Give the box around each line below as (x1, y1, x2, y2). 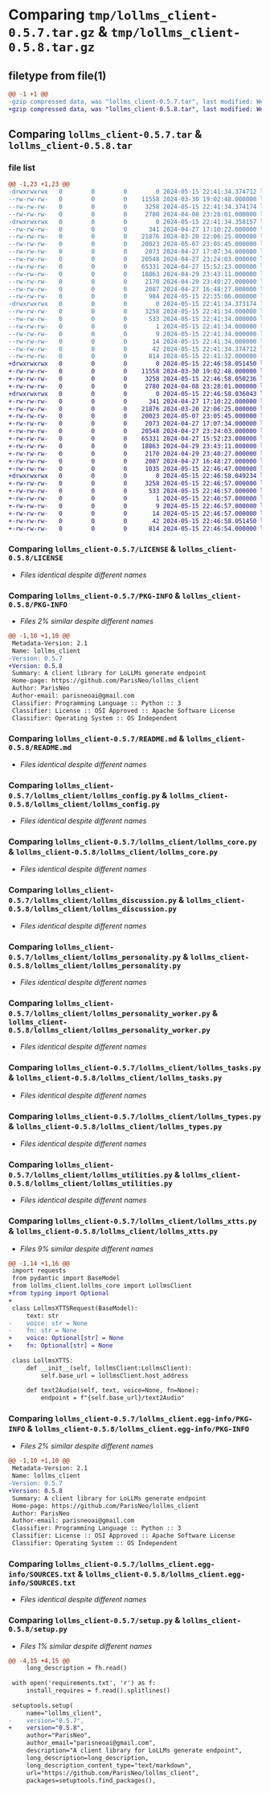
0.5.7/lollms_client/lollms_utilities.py (8, 1170, 173, 1180)
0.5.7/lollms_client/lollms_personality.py (8, 952, 182, 962)
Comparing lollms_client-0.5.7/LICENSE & (8, 543, 177, 554)
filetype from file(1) (8, 68, 107, 82)
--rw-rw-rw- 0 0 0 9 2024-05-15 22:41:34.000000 (8, 330, 257, 338)
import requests (11, 1267, 67, 1275)
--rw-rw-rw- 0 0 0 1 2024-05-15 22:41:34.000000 (8, 322, 257, 331)
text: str (26, 1312, 59, 1320)
